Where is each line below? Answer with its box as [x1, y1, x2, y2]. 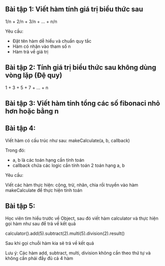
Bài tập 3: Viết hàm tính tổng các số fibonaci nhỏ [5, 99, 160, 108]
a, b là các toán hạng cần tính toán [12, 157, 85, 163]
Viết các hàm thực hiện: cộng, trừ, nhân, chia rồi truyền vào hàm [5, 182, 138, 188]
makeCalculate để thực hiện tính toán [5, 187, 82, 193]
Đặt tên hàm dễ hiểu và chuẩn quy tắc [12, 38, 92, 44]
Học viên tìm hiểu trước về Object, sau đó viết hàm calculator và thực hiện [5, 215, 158, 221]
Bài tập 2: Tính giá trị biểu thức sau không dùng [5, 63, 156, 72]
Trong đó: [5, 147, 26, 153]
